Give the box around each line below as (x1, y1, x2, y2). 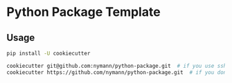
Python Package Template (6, 4, 161, 20)
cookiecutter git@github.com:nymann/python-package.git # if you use (6, 62, 215, 69)
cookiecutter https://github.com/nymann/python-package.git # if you (6, 68, 215, 76)
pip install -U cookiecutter (6, 50, 91, 57)
